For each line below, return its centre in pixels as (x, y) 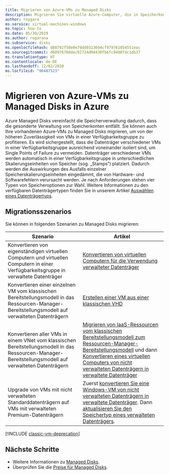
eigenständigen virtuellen (38, 251)
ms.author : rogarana (27, 38)
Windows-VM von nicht (111, 390)
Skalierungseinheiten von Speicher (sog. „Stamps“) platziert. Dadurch (77, 163)
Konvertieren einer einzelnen (42, 284)
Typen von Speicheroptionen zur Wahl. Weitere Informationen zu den (77, 185)
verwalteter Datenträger (111, 267)
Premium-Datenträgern (36, 415)
